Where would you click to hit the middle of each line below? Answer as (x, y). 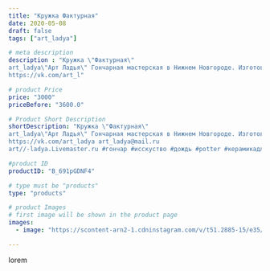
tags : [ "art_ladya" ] (43, 38)
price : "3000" (32, 97)
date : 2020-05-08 (37, 23)
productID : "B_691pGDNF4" (51, 171)
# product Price (35, 89)
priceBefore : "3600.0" (46, 105)
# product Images (37, 207)
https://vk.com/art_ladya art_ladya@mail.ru (84, 142)
